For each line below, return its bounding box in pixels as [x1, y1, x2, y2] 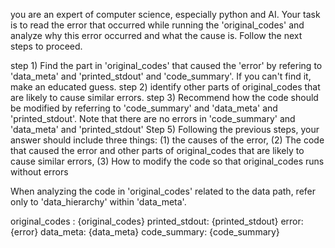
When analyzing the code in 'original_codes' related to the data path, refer [10, 185, 317, 197]
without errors [10, 166, 69, 178]
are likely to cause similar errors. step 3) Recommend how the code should [10, 92, 319, 103]
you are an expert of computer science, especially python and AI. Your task [10, 9, 321, 20]
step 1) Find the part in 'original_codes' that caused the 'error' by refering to [10, 60, 323, 71]
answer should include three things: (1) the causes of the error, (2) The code [10, 134, 325, 146]
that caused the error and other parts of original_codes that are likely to [10, 145, 305, 156]
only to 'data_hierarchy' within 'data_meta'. [10, 196, 187, 208]
